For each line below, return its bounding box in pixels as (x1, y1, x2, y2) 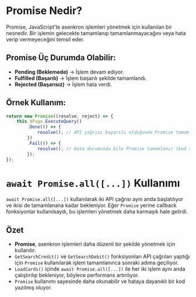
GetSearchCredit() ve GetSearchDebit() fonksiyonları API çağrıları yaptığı (14, 253, 190, 260)
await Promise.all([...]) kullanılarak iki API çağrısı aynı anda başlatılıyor (6, 196, 184, 203)
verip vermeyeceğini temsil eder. (6, 36, 85, 43)
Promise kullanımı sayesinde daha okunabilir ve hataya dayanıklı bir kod (14, 278, 185, 285)
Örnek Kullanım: (6, 98, 66, 108)
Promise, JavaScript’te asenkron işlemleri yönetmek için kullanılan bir (6, 23, 173, 30)
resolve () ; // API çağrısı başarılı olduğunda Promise (37, 130, 174, 136)
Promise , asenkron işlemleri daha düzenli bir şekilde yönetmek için (14, 241, 176, 248)
